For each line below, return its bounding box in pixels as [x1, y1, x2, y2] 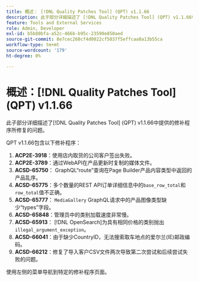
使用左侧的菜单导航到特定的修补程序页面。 [6, 268, 110, 275]
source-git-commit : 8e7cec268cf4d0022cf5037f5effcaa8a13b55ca [6, 36, 163, 42]
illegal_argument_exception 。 [14, 226, 89, 233]
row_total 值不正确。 [14, 188, 65, 196]
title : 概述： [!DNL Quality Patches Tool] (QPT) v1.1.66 [6, 8, 150, 15]
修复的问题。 [16, 126, 48, 134]
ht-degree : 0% [6, 53, 41, 59]
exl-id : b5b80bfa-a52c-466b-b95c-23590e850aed [6, 31, 123, 37]
